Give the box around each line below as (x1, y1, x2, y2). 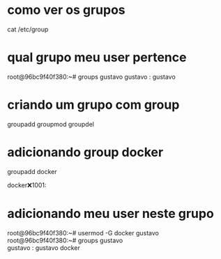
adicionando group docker (7, 145, 164, 160)
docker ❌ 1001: (7, 180, 47, 189)
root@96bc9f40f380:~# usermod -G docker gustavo (7, 228, 159, 237)
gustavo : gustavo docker (7, 243, 80, 252)
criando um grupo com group (7, 97, 180, 113)
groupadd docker (7, 167, 57, 175)
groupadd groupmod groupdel (7, 120, 94, 128)
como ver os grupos (7, 2, 125, 18)
